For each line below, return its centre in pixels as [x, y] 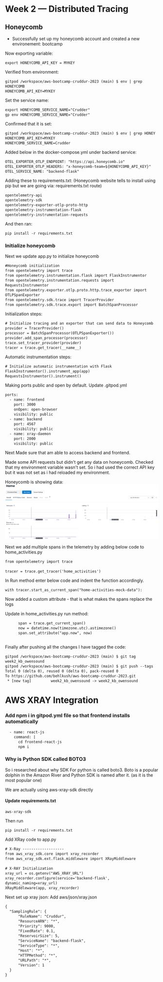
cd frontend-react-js [40, 742]
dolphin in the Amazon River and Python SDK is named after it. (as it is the [79, 775]
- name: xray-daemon [30, 434]
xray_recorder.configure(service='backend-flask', [57, 878]
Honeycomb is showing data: [34, 482]
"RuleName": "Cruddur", [42, 916]
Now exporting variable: [29, 53]
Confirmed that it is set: [28, 124]
